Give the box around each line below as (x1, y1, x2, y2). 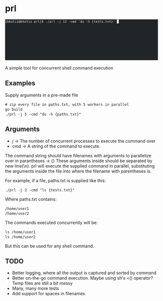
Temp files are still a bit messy (12, 281, 73, 286)
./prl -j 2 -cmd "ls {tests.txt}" (5, 188, 75, 192)
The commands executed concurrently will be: (5, 220, 98, 226)
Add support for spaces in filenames (12, 291, 85, 297)
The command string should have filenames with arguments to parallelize (5, 152, 152, 158)
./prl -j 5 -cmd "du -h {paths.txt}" (5, 112, 81, 117)
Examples (5, 79, 35, 88)
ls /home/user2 (5, 234, 36, 239)
